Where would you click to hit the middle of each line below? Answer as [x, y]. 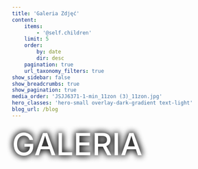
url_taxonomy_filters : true [64, 71]
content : [24, 20]
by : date [49, 52]
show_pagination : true [44, 90]
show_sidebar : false [41, 77]
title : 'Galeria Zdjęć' [46, 13]
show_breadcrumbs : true [46, 84]
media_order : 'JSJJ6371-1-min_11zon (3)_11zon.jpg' [87, 97]
